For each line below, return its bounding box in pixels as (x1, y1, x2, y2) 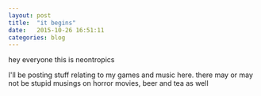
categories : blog (8, 33, 66, 42)
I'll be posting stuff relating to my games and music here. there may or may (8, 70, 254, 79)
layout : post (8, 11, 52, 20)
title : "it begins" (8, 19, 77, 27)
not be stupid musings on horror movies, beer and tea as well (8, 79, 209, 88)
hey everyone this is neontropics (8, 55, 115, 65)
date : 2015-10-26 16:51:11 (8, 26, 105, 34)
